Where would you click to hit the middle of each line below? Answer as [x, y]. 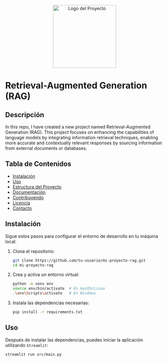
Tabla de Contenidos [38, 164]
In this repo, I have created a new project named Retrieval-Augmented [78, 127]
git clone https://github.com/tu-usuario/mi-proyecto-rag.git [79, 260]
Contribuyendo [28, 197]
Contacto [22, 208]
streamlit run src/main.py [33, 354]
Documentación [29, 192]
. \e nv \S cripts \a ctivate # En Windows [54, 293]
